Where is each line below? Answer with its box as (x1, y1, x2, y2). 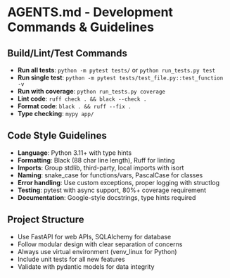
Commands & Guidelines (7, 19, 155, 35)
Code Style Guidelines (7, 129, 107, 141)
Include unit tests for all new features (17, 255, 125, 263)
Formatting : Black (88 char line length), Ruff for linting (17, 156, 175, 164)
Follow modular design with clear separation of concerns (17, 240, 183, 248)
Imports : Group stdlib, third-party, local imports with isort (17, 163, 184, 172)
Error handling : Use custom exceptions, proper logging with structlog (17, 178, 220, 187)
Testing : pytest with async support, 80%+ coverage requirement (17, 186, 206, 194)
